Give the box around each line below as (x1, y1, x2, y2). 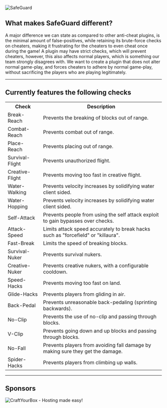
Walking (7, 189, 26, 196)
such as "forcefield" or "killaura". (43, 232, 120, 239)
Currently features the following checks (5, 88, 132, 97)
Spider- (7, 356, 26, 363)
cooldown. (43, 268, 68, 275)
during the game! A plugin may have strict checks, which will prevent (5, 48, 147, 54)
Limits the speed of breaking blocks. (43, 240, 128, 246)
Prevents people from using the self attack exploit (43, 211, 159, 218)
